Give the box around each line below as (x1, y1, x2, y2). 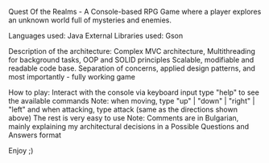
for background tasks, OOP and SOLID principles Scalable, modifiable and (8, 55, 255, 64)
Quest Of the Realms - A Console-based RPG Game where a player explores (8, 7, 262, 16)
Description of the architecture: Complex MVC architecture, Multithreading (8, 47, 256, 55)
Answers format (8, 130, 62, 140)
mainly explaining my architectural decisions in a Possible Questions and (8, 122, 250, 131)
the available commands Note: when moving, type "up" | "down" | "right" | (8, 96, 255, 105)
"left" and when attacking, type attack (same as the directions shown (8, 104, 238, 114)
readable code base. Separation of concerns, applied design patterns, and (8, 63, 256, 73)
